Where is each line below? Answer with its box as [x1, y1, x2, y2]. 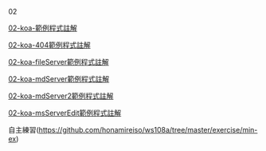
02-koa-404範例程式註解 [8, 40, 91, 50]
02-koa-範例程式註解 [8, 23, 78, 33]
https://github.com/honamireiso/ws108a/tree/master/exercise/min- [38, 125, 258, 134]
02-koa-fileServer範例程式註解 [8, 58, 109, 66]
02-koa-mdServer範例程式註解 [8, 74, 110, 83]
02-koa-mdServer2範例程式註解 [8, 91, 114, 101]
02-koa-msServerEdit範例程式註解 [8, 108, 122, 117]
